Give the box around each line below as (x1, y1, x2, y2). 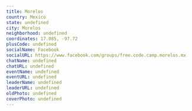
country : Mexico (6, 14, 46, 20)
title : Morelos (6, 8, 44, 15)
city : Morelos (6, 25, 41, 31)
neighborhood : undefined (6, 31, 67, 36)
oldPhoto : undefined (6, 90, 57, 96)
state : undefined (6, 19, 49, 25)
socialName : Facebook (6, 47, 60, 53)
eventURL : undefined (6, 74, 57, 80)
